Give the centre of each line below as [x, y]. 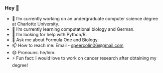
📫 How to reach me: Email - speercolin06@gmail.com [68, 45]
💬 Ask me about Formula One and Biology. [55, 40]
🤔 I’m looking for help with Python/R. [49, 35]
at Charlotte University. [35, 24]
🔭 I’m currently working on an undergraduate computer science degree [85, 19]
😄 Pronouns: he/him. [34, 53]
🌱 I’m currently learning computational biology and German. [73, 29]
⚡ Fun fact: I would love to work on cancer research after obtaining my [84, 58]
